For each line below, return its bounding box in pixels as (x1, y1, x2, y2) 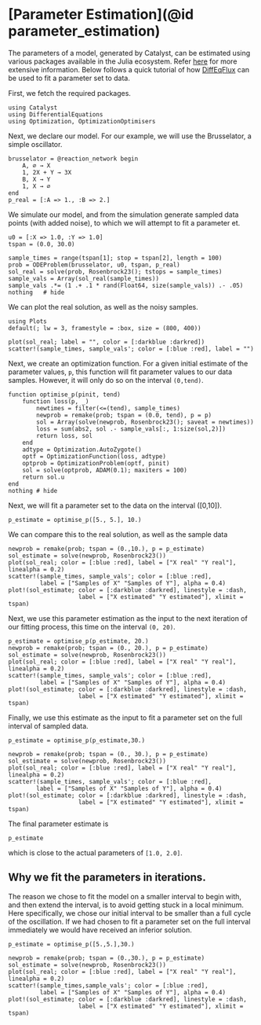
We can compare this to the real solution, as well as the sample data (8, 529, 228, 539)
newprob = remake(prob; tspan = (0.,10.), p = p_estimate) (8, 545, 205, 553)
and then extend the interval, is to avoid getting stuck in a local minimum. (8, 900, 245, 909)
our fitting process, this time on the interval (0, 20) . (8, 622, 176, 631)
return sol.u (22, 473, 65, 481)
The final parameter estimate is (8, 819, 109, 828)
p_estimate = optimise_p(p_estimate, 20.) (8, 637, 149, 645)
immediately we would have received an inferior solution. (8, 925, 192, 935)
